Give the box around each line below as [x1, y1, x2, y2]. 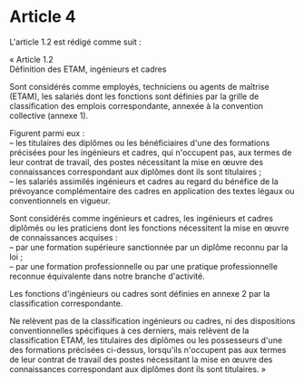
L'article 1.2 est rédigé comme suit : [9, 36, 142, 47]
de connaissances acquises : [9, 231, 118, 242]
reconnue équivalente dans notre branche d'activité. [9, 270, 206, 281]
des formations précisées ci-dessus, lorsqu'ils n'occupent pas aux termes [9, 344, 287, 355]
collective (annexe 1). [9, 110, 89, 121]
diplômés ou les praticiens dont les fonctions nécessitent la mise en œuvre [9, 222, 289, 233]
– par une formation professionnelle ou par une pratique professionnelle [9, 260, 279, 271]
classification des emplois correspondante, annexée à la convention [9, 100, 264, 111]
